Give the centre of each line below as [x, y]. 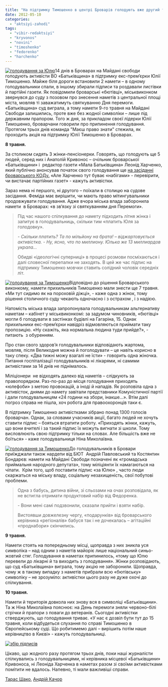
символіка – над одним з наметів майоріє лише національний [71, 551]
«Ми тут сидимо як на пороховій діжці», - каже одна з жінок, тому [76, 294]
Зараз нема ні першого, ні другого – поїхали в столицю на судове [75, 191]
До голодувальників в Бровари [102, 449]
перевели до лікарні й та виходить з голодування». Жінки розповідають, [83, 561]
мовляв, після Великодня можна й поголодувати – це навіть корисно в [81, 350]
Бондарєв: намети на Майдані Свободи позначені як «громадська [76, 459]
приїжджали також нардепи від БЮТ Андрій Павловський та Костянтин [82, 454]
